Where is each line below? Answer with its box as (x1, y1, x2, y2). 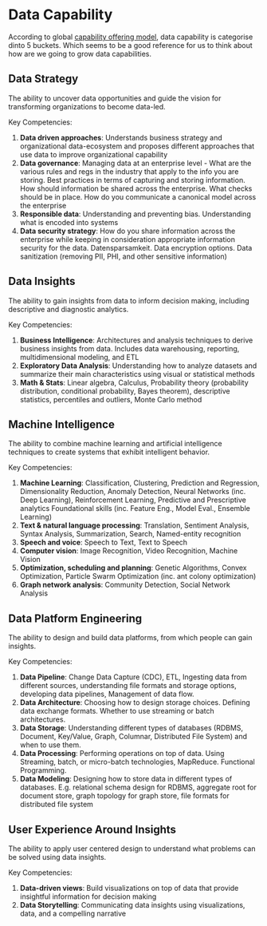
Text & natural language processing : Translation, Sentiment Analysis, (19, 520, 249, 530)
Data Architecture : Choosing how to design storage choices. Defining (19, 698, 251, 707)
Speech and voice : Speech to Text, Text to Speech (19, 537, 188, 548)
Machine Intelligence (8, 417, 116, 431)
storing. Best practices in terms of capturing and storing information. (19, 175, 245, 184)
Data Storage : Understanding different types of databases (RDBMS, (19, 723, 244, 733)
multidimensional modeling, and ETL (19, 352, 139, 362)
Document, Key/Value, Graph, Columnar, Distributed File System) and (19, 732, 247, 742)
